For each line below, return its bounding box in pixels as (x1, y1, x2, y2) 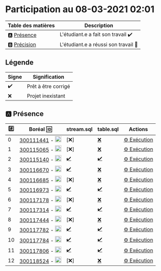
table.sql (97, 126, 119, 133)
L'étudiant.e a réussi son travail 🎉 (60, 41, 138, 48)
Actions (129, 126, 148, 133)
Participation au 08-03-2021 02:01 (5, 4, 154, 15)
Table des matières (8, 22, 55, 29)
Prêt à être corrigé (27, 83, 70, 90)
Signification (32, 73, 64, 80)
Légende (5, 58, 34, 67)
